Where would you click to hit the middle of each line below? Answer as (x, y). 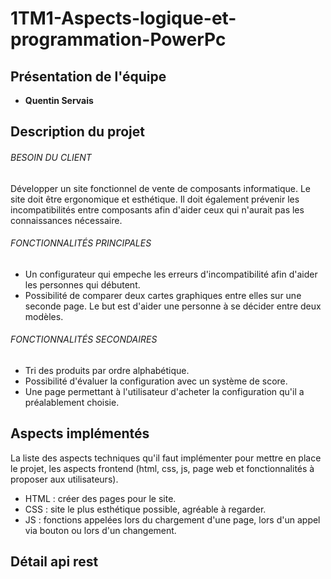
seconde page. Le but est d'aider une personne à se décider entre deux (173, 306)
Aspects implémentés (80, 433)
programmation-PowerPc (118, 39)
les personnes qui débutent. (82, 284)
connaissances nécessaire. (66, 220)
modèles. (44, 316)
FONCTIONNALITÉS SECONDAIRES (84, 339)
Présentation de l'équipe (88, 76)
